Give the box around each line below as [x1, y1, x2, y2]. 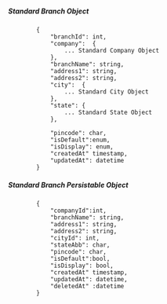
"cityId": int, [49, 234, 100, 242]
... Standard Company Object [64, 46, 159, 54]
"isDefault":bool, [49, 255, 111, 262]
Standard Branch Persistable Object [8, 180, 129, 189]
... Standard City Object [64, 87, 149, 96]
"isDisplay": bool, [49, 262, 114, 269]
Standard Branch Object [8, 6, 89, 16]
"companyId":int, [49, 207, 107, 214]
